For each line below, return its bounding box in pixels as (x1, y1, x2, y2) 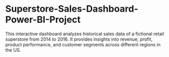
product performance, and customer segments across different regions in (5, 41, 161, 47)
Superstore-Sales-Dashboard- (5, 3, 138, 15)
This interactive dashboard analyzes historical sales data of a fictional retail (5, 31, 164, 37)
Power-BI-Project (5, 14, 81, 25)
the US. (5, 47, 22, 53)
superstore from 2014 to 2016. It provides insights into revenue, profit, (5, 36, 153, 42)
